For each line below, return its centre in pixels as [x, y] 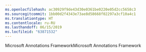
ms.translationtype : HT [29, 18]
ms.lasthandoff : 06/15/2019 [34, 27]
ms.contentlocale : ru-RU [30, 23]
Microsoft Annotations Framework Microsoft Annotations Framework [73, 45]
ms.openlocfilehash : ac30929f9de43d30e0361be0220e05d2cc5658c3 [71, 9]
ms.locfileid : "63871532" [31, 32]
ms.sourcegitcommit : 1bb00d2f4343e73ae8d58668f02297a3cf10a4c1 [71, 14]
